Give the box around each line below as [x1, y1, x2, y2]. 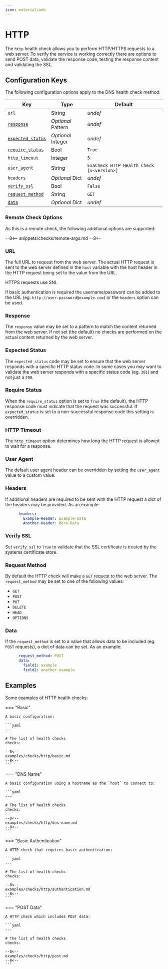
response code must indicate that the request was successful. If [5, 403, 137, 409]
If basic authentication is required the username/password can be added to [5, 289, 160, 295]
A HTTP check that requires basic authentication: [5, 847, 113, 852]
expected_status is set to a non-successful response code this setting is [5, 409, 154, 415]
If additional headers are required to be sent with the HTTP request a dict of [5, 496, 161, 502]
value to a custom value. [5, 472, 56, 478]
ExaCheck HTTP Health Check [87, 163, 154, 168]
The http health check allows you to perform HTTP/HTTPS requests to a [5, 46, 155, 52]
